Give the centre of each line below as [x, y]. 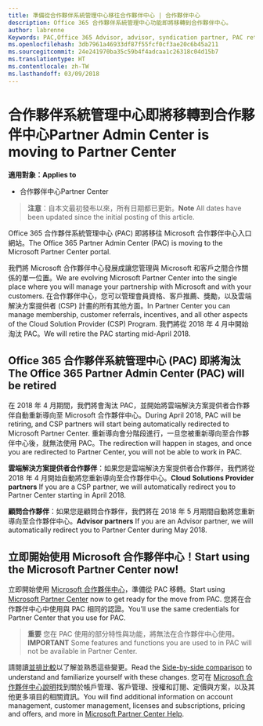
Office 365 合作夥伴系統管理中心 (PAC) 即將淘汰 [124, 361]
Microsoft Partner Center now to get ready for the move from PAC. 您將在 [126, 599]
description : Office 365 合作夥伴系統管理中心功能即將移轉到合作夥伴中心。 [120, 23]
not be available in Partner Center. [82, 651]
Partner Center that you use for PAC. [67, 618]
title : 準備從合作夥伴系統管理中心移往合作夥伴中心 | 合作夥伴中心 [104, 15]
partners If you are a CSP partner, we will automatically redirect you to [122, 487]
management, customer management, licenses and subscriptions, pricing [126, 706]
